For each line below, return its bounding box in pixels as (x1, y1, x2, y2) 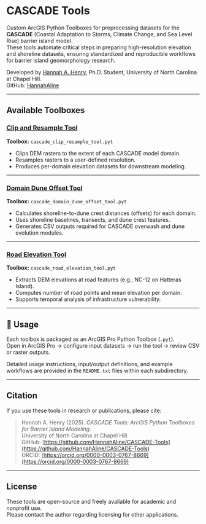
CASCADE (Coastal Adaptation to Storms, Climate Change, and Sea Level (6, 30, 193, 37)
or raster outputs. (6, 348, 50, 356)
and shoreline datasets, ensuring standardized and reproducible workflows (6, 50, 196, 57)
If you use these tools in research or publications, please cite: (6, 407, 162, 414)
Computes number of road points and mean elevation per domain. (15, 289, 182, 297)
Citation (6, 391, 38, 401)
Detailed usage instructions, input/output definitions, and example (6, 361, 173, 368)
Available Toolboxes (6, 105, 85, 115)
